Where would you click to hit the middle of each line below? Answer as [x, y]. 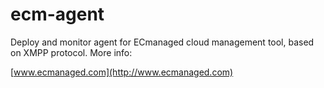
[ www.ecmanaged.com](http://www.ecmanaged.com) [122, 72]
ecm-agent [57, 14]
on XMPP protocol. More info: [71, 52]
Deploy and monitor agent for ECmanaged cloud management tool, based [162, 42]
